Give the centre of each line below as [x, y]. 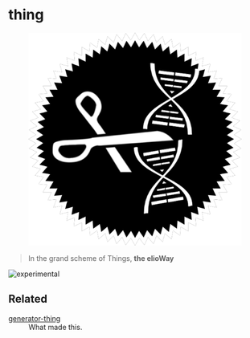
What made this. [55, 327]
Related [28, 299]
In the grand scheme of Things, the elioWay [101, 258]
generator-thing [35, 318]
